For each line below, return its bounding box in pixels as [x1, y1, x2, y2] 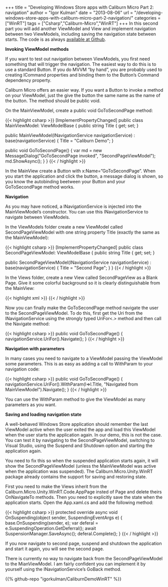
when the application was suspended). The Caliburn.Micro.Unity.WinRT [5, 468, 153, 474]
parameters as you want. [5, 402, 57, 407]
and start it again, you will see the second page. [5, 546, 104, 552]
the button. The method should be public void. [5, 98, 101, 104]
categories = [134, 15, 161, 21]
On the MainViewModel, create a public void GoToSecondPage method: [5, 108, 153, 113]
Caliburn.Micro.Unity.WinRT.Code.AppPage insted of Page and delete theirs [5, 489, 162, 495]
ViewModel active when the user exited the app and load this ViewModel [5, 426, 156, 432]
